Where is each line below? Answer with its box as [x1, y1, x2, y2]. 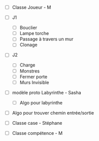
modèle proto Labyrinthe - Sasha [12, 89, 82, 95]
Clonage [19, 42, 38, 48]
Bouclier [19, 25, 38, 31]
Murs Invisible [19, 79, 49, 85]
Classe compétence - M [12, 130, 63, 136]
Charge [19, 62, 36, 68]
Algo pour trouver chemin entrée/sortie [12, 110, 94, 116]
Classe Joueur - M [12, 5, 51, 10]
